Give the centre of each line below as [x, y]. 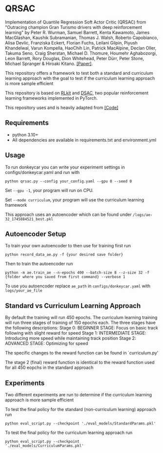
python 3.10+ [25, 134]
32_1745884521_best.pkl [29, 219]
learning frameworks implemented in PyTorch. [51, 98]
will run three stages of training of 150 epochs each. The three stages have [81, 323]
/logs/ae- [143, 215]
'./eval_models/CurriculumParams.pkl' [44, 446]
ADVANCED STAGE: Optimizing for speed [47, 344]
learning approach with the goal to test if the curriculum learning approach [80, 78]
